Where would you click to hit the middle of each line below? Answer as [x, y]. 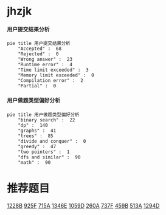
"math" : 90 [34, 162]
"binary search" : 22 [47, 120]
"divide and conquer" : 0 [52, 141]
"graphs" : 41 [37, 131]
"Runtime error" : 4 [45, 65]
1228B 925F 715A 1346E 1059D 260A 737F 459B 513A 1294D [83, 205]
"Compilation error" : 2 [51, 81]
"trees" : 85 [36, 136]
